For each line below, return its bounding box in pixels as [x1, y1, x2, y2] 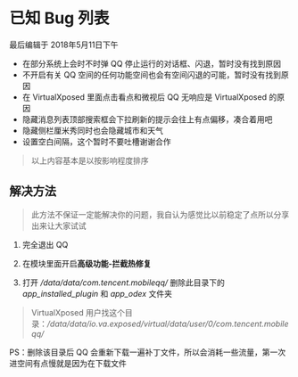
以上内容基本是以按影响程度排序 [30, 155, 149, 166]
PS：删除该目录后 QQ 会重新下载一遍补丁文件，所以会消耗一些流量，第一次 [9, 347, 286, 357]
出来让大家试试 [30, 220, 87, 231]
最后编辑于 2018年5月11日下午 [9, 39, 119, 50]
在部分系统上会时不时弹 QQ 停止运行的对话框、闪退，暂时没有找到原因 [21, 58, 282, 69]
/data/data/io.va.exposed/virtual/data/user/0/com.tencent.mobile [46, 318, 289, 329]
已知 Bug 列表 [9, 8, 110, 29]
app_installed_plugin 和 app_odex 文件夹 [21, 288, 172, 299]
